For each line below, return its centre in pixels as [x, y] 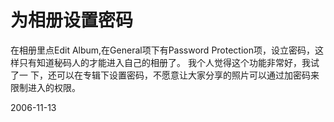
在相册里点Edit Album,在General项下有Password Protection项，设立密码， [162, 50]
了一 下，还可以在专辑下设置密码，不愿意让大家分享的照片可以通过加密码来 [165, 75]
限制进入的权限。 [45, 87]
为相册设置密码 [72, 20]
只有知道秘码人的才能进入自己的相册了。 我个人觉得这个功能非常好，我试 [169, 62]
